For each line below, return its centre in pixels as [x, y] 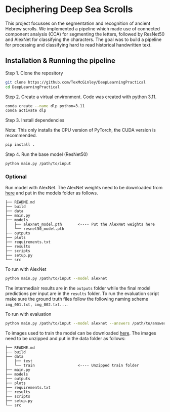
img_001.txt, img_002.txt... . [37, 304]
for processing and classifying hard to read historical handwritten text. [78, 45]
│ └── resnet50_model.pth [35, 229]
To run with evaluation [28, 314]
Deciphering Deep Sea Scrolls [69, 9]
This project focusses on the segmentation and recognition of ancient [78, 23]
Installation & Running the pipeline [60, 61]
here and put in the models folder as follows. [52, 193]
